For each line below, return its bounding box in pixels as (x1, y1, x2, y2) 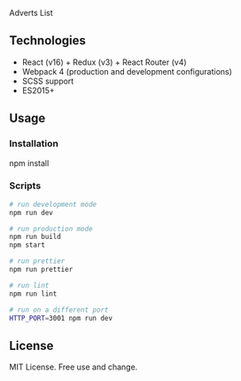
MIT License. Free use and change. (9, 361, 138, 372)
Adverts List (9, 8, 53, 18)
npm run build (9, 233, 62, 242)
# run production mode (9, 224, 93, 234)
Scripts (9, 179, 42, 192)
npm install (9, 157, 50, 168)
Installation (9, 138, 59, 150)
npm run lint (9, 289, 58, 298)
